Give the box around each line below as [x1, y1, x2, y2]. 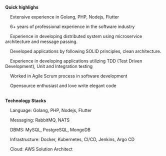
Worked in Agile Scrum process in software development [9, 73, 127, 79]
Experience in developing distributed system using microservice [9, 33, 142, 39]
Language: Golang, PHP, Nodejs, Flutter [9, 107, 92, 113]
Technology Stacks [5, 97, 46, 103]
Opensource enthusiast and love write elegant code [9, 82, 116, 88]
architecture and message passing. [5, 38, 78, 44]
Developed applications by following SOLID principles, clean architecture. [9, 48, 161, 54]
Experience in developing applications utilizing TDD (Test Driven [9, 58, 142, 64]
